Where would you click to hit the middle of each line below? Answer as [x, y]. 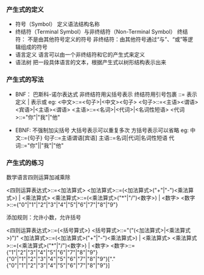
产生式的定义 [25, 9]
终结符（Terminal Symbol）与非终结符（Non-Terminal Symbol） [95, 32]
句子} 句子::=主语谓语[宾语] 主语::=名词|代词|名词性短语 [99, 137]
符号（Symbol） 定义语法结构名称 [58, 24]
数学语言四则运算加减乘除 [38, 177]
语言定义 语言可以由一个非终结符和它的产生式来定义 [80, 55]
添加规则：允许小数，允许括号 [44, 217]
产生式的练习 [25, 163]
